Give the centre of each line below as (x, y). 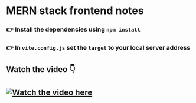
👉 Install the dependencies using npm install (73, 29)
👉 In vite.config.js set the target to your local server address (98, 48)
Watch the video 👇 (41, 69)
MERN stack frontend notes (75, 11)
